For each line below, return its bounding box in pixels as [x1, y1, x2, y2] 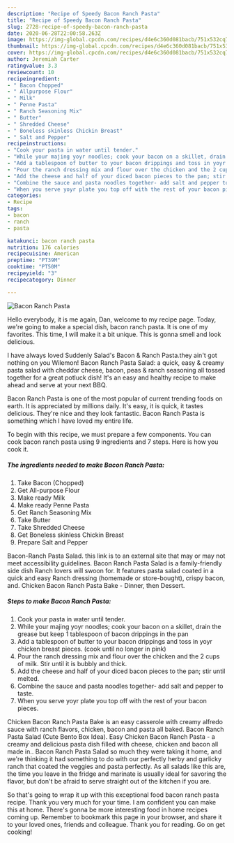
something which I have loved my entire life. [7, 417, 134, 425]
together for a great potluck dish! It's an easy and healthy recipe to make [7, 373, 217, 382]
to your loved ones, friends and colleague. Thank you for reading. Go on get [7, 820, 225, 828]
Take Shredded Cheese [17, 523, 85, 531]
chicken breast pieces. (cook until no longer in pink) [17, 644, 166, 653]
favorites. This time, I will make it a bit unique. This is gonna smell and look [7, 330, 221, 338]
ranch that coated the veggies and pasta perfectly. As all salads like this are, [7, 762, 226, 770]
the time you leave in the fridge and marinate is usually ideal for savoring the [7, 770, 227, 778]
